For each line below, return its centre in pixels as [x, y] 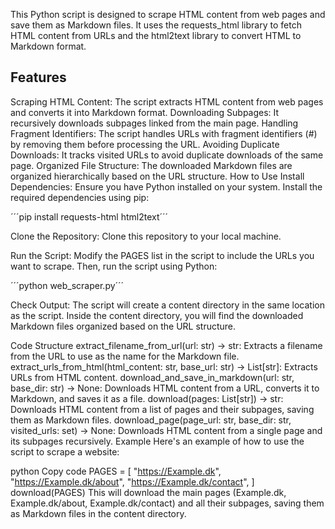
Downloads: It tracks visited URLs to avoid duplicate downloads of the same [167, 155]
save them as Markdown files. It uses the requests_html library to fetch [156, 25]
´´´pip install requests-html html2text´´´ [89, 216]
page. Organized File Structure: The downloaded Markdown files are [151, 165]
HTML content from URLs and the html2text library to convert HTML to [156, 35]
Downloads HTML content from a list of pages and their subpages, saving [162, 409]
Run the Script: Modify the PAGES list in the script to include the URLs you [162, 255]
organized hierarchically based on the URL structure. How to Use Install [157, 176]
